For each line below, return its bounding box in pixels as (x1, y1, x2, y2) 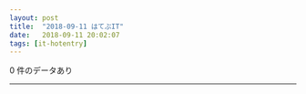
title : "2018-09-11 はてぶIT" (9, 22, 125, 31)
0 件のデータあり (9, 65, 73, 76)
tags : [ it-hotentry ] (9, 38, 88, 48)
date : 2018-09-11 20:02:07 (9, 30, 120, 39)
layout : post (9, 13, 59, 23)
